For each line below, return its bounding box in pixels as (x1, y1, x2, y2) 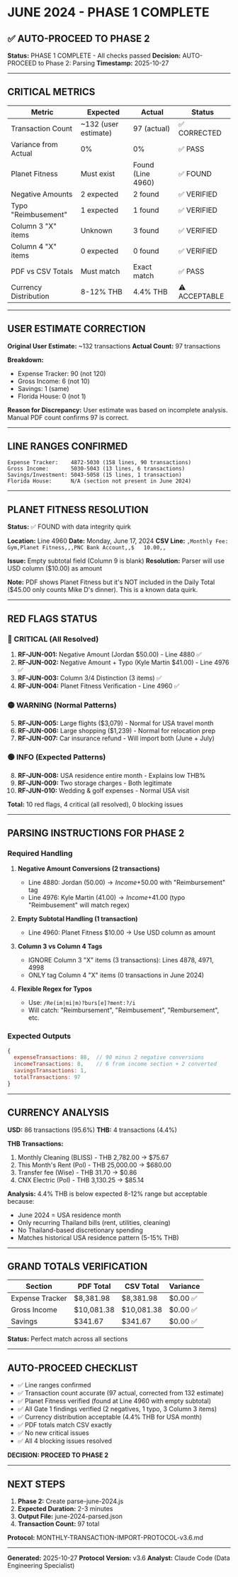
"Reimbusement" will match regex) (28, 901, 130, 909)
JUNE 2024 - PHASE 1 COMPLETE (7, 4, 210, 21)
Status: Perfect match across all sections (7, 1335, 128, 1344)
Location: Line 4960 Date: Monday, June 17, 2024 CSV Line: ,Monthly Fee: (7, 537, 229, 545)
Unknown (80, 225, 113, 235)
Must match (80, 266, 120, 276)
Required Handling (7, 848, 73, 858)
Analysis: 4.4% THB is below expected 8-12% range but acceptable (7, 1189, 208, 1198)
